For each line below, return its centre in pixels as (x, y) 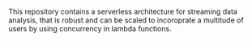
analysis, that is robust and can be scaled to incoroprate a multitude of (126, 20)
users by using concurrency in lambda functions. (90, 29)
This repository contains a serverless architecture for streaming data (123, 12)
